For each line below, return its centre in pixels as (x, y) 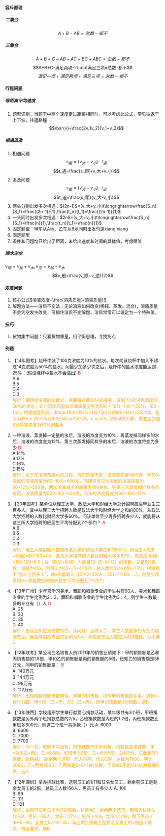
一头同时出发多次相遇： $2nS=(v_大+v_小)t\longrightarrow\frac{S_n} (81, 217)
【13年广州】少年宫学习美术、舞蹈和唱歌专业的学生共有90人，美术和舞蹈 (86, 591)
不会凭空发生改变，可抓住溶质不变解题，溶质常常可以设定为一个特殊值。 (85, 312)
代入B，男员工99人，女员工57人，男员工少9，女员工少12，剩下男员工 (83, 816)
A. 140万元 (23, 671)
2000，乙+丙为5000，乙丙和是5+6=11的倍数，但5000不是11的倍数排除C (86, 765)
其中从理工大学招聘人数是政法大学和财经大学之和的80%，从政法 (95, 510)
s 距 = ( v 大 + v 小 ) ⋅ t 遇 (86, 162)
